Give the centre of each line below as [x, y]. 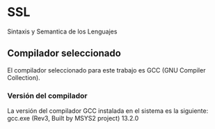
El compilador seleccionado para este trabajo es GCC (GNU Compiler [106, 70]
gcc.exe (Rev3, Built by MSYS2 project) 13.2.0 [73, 119]
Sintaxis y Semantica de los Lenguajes [62, 31]
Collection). [24, 77]
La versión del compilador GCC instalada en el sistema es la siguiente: [108, 111]
